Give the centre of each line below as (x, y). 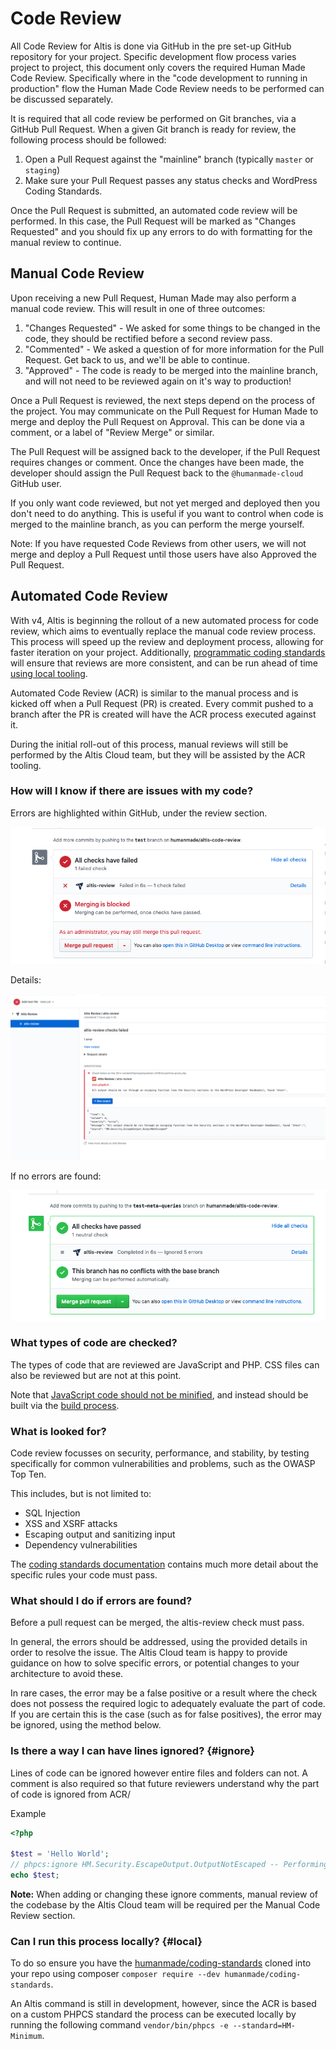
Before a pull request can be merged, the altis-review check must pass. (157, 1623)
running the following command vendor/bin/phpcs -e (119, 2025)
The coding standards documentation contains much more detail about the (164, 1564)
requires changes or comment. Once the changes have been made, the (157, 462)
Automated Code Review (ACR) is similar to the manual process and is (154, 693)
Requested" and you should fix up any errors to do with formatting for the (161, 231)
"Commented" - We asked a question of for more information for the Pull (174, 349)
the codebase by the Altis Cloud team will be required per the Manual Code (165, 1905)
